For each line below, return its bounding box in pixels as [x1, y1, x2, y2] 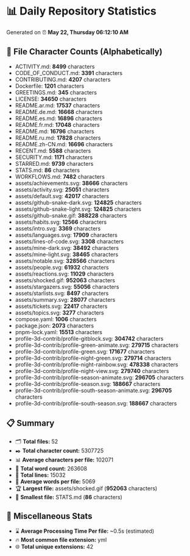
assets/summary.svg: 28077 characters [15, 296, 116, 303]
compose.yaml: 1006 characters [15, 315, 97, 323]
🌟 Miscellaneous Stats [6, 511, 93, 521]
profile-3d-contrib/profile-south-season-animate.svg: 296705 [15, 387, 172, 394]
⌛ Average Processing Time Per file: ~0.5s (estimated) [15, 527, 155, 535]
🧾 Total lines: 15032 [15, 471, 66, 479]
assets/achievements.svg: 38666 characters [15, 179, 128, 187]
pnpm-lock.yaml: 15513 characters [15, 328, 102, 335]
